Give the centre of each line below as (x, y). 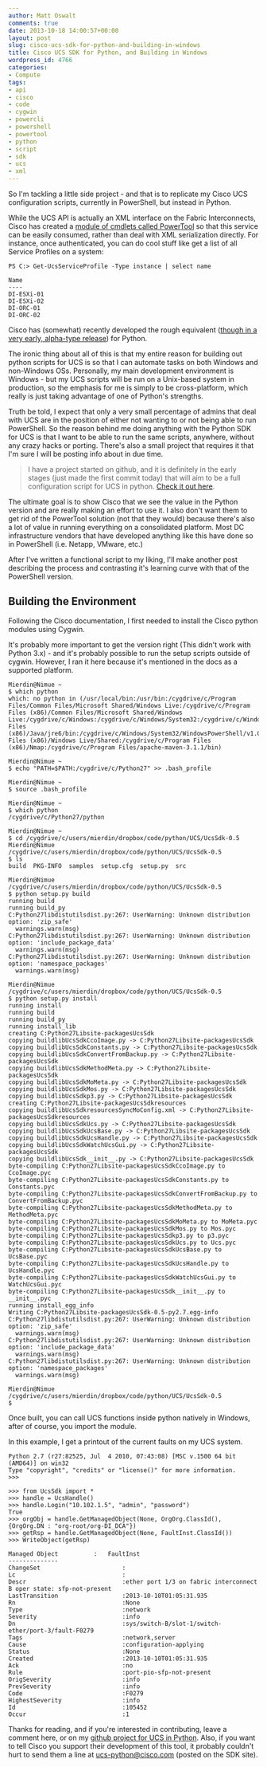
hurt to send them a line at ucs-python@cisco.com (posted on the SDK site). (133, 1754)
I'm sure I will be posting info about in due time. (86, 454)
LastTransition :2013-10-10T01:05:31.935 (108, 1596)
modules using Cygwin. (46, 629)
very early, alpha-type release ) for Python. (78, 338)
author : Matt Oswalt (43, 16)
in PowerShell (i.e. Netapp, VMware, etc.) (75, 544)
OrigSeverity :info (74, 1679)
